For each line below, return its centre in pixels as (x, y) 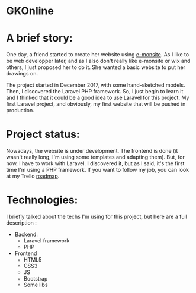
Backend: (26, 234)
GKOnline (30, 11)
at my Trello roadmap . (33, 176)
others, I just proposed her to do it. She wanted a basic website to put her (96, 67)
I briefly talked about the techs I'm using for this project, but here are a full (97, 216)
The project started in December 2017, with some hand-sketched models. (96, 85)
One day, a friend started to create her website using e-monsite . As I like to (98, 55)
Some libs (36, 285)
